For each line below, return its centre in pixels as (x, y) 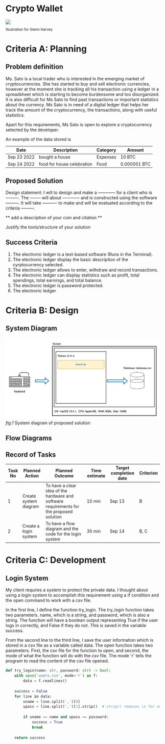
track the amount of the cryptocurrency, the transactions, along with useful (81, 110)
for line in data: (33, 696)
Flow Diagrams (29, 438)
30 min (94, 531)
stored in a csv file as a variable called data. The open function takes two (79, 645)
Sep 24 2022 (21, 164)
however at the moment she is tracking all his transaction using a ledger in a (82, 89)
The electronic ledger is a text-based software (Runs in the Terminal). (83, 254)
